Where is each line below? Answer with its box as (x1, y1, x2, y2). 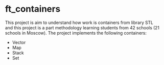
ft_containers (5, 3, 61, 15)
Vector (12, 39, 26, 45)
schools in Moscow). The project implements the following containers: (5, 30, 147, 36)
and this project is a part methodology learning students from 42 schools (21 (5, 24, 160, 30)
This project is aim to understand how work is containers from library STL (5, 20, 153, 25)
